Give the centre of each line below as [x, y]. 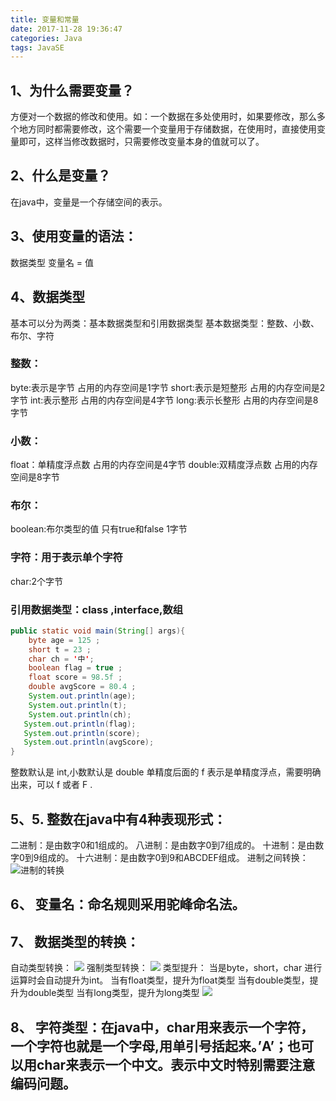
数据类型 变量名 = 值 [52, 262]
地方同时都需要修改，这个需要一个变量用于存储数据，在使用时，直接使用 [167, 129]
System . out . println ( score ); [82, 733]
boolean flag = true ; [75, 668]
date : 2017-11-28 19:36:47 [66, 29]
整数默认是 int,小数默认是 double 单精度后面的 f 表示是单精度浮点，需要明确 [166, 772]
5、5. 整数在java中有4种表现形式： [118, 819]
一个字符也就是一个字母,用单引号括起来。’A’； [149, 1046]
